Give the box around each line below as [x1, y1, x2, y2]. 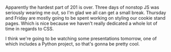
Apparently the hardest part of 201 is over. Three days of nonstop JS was [5, 5, 159, 10]
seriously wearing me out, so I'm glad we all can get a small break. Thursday [5, 10, 166, 16]
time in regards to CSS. [5, 26, 54, 32]
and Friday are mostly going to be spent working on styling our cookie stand [5, 15, 166, 21]
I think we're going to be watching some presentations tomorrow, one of [5, 35, 157, 41]
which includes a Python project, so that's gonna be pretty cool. [5, 41, 140, 47]
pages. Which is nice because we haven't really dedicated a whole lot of [5, 20, 158, 26]
